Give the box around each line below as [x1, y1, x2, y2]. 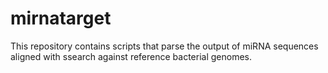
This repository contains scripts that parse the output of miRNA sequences [10, 40, 319, 52]
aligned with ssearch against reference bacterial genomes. [10, 50, 253, 62]
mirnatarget [10, 7, 112, 30]
